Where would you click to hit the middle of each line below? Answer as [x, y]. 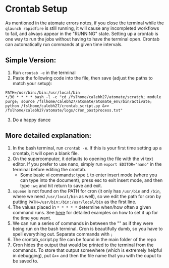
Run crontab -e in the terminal [44, 72]
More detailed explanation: [48, 136]
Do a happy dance [32, 120]
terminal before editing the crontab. [49, 169]
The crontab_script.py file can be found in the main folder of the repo [84, 239]
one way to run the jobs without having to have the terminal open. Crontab [82, 39]
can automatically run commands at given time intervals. [64, 44]
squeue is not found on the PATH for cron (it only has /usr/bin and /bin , [87, 191]
